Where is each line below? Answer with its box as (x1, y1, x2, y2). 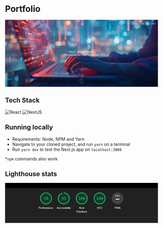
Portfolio (5, 3, 41, 15)
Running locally (5, 123, 53, 131)
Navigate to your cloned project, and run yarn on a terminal (12, 141, 130, 147)
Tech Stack (5, 96, 40, 105)
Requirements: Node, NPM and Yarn (12, 136, 85, 142)
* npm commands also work (5, 156, 58, 162)
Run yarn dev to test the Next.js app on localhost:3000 (12, 147, 122, 152)
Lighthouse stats (5, 170, 57, 178)
